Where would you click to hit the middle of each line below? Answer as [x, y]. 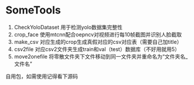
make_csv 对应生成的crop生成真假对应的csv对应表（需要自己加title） [98, 42]
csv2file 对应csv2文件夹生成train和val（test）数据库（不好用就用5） [97, 49]
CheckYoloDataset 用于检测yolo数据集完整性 [68, 27]
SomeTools [33, 10]
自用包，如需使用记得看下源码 [42, 76]
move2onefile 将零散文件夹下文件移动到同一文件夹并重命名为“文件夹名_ [101, 56]
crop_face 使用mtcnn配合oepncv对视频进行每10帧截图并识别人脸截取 [98, 34]
